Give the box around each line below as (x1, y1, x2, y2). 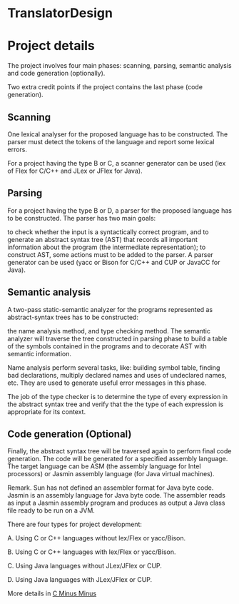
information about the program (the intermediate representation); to (7, 243, 206, 251)
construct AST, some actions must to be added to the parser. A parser (7, 250, 214, 258)
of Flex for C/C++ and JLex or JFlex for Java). (7, 166, 143, 175)
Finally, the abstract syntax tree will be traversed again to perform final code (7, 447, 232, 455)
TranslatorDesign (7, 5, 113, 21)
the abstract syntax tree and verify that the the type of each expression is (7, 400, 223, 408)
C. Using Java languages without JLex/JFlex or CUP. (7, 562, 163, 570)
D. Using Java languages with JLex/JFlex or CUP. (7, 575, 153, 584)
